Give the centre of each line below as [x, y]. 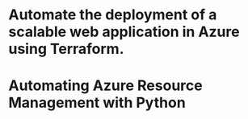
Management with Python [97, 103]
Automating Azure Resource [106, 86]
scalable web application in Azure [124, 32]
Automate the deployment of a [113, 15]
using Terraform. [66, 49]
